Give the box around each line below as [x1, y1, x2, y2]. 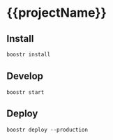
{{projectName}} [6, 5, 107, 21]
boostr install [6, 51, 51, 58]
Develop [6, 70, 43, 82]
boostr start [6, 88, 45, 95]
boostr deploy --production [6, 126, 89, 133]
